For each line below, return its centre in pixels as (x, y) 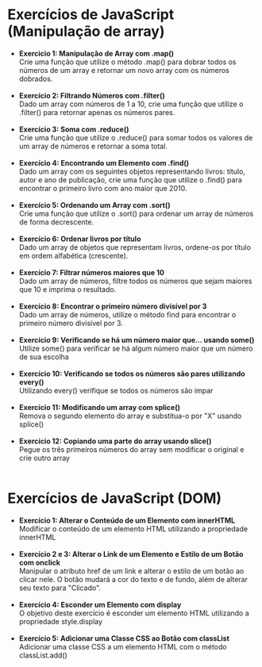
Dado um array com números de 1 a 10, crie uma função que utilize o (131, 104)
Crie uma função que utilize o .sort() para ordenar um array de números (136, 213)
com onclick (40, 562)
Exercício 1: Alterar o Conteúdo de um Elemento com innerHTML (127, 520)
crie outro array (44, 458)
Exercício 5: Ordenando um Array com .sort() (94, 205)
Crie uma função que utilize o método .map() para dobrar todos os (127, 62)
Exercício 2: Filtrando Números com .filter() (92, 95)
